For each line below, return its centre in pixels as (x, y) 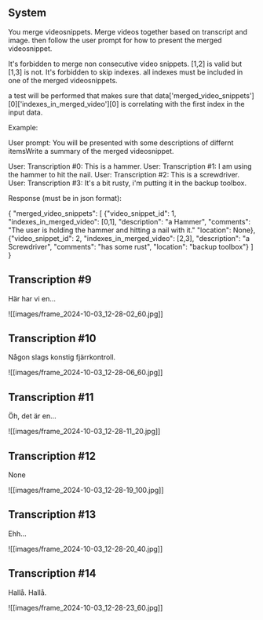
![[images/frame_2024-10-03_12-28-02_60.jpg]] (86, 314)
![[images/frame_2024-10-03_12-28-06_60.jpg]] (86, 373)
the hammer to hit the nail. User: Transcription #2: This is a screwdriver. (124, 174)
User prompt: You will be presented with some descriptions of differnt (121, 142)
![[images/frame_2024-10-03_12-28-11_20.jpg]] (84, 432)
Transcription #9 (50, 280)
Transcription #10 (52, 339)
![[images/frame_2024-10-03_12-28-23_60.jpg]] (86, 607)
